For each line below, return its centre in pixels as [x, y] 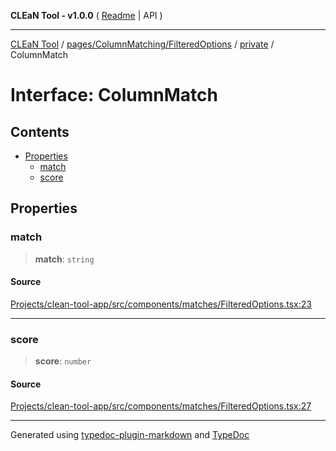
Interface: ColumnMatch [114, 95]
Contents [40, 131]
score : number [63, 361]
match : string [64, 259]
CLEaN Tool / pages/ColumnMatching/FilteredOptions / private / [142, 44]
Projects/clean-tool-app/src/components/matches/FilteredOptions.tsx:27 [161, 406]
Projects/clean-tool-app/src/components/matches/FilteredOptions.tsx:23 [161, 304]
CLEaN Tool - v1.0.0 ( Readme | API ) [86, 15]
